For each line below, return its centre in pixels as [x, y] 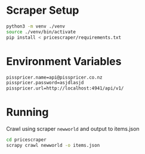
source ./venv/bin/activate [41, 32]
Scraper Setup [43, 10]
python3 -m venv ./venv [36, 26]
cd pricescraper [26, 140]
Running [27, 113]
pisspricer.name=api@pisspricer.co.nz [54, 77]
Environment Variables [64, 61]
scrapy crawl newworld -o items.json [53, 145]
